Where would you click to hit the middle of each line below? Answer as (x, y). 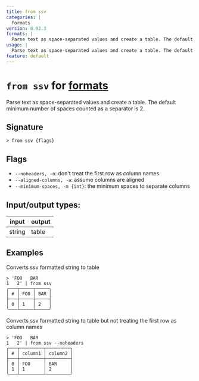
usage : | (17, 45)
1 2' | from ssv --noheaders (45, 343)
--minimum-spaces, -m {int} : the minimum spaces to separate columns (102, 186)
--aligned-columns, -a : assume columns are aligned (80, 180)
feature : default (28, 56)
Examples (25, 253)
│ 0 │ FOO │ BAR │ (40, 364)
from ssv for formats (57, 86)
